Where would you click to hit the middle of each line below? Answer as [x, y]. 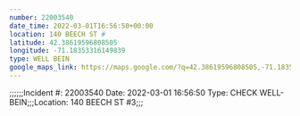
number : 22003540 [42, 17]
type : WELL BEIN [39, 59]
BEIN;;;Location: [39, 102]
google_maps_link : [43, 68]
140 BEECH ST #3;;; [107, 102]
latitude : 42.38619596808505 [63, 42]
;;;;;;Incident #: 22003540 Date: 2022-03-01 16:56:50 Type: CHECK [133, 92]
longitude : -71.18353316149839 [67, 51]
